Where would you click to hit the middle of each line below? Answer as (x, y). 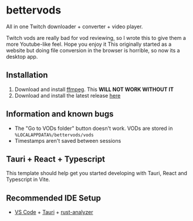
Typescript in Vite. (28, 179)
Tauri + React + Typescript (56, 159)
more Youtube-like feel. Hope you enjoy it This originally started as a (89, 44)
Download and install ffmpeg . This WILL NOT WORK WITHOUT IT (94, 89)
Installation (27, 75)
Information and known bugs (60, 114)
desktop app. (22, 56)
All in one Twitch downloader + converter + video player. (75, 26)
